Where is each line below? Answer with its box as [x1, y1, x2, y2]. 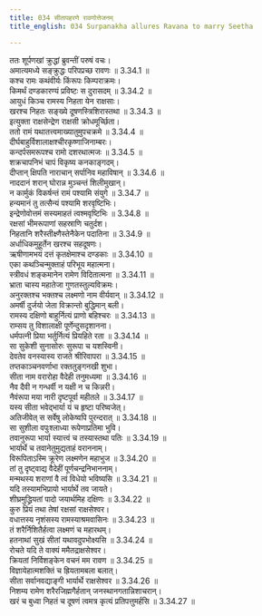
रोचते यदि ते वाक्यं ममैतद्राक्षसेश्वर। [9, 544, 107, 555]
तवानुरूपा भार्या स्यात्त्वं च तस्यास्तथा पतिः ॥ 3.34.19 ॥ [9, 432, 167, 443]
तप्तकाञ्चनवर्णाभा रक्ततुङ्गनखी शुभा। [9, 360, 118, 372]
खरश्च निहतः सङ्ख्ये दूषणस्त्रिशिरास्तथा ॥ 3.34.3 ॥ [9, 105, 161, 116]
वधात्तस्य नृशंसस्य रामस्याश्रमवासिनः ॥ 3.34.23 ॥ [9, 513, 155, 524]
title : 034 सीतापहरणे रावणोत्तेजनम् [9, 13, 113, 23]
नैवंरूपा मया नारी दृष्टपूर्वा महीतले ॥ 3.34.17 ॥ [9, 391, 143, 402]
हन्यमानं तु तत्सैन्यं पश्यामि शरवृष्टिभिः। [9, 197, 117, 209]
